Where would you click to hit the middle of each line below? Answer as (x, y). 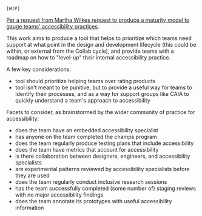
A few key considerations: (39, 69)
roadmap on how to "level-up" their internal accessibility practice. (89, 57)
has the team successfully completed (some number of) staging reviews (105, 188)
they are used (32, 175)
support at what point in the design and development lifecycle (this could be (101, 45)
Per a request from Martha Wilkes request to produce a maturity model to (98, 20)
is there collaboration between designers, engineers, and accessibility (103, 156)
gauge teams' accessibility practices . (53, 26)
